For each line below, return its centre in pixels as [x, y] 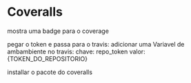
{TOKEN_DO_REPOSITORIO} [48, 58]
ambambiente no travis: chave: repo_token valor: [77, 51]
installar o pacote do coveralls [50, 72]
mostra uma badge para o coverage [58, 31]
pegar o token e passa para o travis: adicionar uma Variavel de [96, 44]
